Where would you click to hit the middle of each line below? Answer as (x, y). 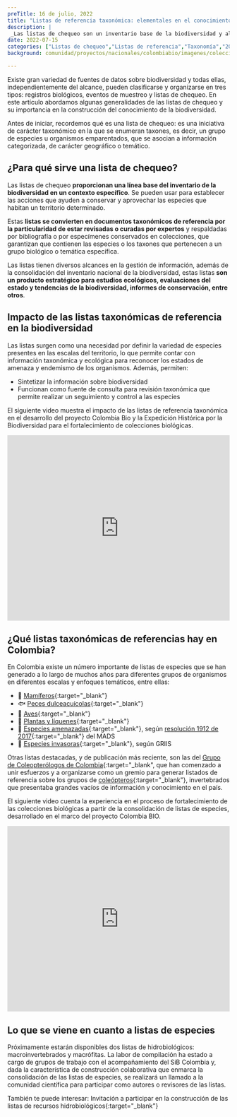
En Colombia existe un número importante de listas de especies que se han (117, 667)
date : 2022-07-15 (33, 40)
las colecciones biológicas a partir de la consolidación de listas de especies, (118, 809)
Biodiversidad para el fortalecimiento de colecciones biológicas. (101, 425)
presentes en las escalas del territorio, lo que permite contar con (101, 353)
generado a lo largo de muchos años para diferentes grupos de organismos (117, 675)
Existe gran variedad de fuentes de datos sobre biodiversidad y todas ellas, (117, 79)
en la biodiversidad (50, 328)
